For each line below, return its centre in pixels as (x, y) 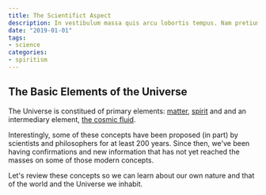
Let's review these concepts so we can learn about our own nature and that (131, 175)
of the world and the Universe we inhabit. (76, 184)
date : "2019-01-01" (40, 30)
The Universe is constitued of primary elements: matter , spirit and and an (127, 111)
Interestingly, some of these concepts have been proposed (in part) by (123, 135)
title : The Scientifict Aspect (60, 15)
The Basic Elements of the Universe (98, 92)
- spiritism (28, 60)
